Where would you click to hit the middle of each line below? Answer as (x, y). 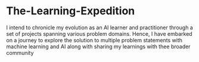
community (20, 52)
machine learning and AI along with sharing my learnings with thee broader (98, 46)
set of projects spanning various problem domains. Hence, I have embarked (99, 33)
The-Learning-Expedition (71, 11)
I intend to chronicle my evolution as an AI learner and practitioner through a (100, 27)
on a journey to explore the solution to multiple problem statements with (94, 40)
